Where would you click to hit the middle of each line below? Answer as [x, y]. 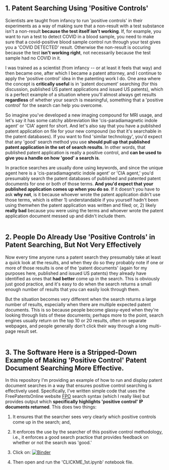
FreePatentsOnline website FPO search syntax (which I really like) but [77, 396]
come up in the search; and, [42, 422]
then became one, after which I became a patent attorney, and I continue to [84, 73]
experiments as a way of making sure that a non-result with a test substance [85, 26]
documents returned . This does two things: [51, 407]
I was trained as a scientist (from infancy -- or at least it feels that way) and [83, 68]
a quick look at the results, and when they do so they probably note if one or [84, 262]
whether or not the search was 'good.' [52, 443]
